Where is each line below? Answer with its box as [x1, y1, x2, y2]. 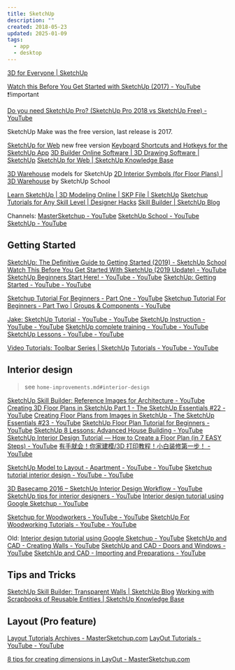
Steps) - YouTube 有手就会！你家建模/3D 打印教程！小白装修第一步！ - [7, 441, 211, 450]
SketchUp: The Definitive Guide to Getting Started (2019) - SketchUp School [7, 257, 227, 267]
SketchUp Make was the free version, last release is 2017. [7, 127, 173, 135]
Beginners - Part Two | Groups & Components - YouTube [7, 301, 171, 309]
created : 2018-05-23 [7, 23, 68, 30]
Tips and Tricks [7, 569, 76, 581]
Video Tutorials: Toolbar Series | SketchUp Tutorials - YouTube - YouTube [7, 343, 219, 351]
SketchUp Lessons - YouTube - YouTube [7, 330, 124, 338]
